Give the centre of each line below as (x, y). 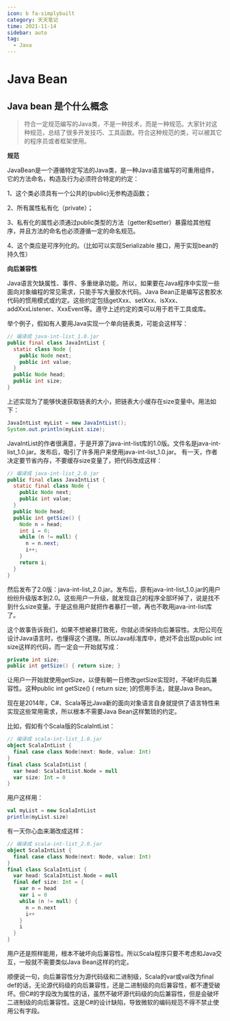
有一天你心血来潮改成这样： (46, 831)
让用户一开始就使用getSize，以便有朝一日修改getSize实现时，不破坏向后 (109, 680)
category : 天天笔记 (33, 20)
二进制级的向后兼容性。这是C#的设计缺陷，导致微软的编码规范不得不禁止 (110, 1002)
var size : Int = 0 (40, 777)
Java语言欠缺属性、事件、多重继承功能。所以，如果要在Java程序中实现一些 (114, 283)
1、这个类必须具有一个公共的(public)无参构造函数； (79, 193)
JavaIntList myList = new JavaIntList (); (67, 423)
